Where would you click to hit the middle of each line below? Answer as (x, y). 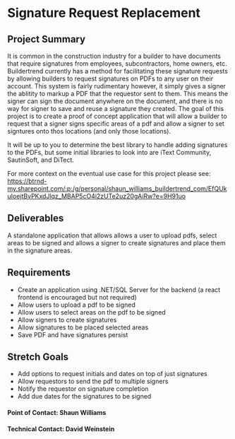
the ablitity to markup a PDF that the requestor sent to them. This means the (118, 94)
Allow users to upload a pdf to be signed (77, 305)
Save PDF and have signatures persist (73, 334)
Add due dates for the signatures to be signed (84, 397)
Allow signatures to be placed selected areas (83, 327)
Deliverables (36, 218)
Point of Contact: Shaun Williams (57, 413)
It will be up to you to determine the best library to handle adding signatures (117, 145)
